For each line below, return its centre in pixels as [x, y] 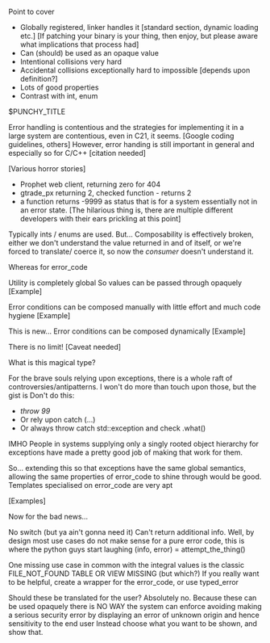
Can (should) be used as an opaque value [89, 53]
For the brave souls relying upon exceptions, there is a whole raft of [120, 378]
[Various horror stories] [47, 168]
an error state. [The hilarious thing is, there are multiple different [127, 210]
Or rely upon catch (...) [58, 420]
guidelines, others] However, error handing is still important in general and [132, 144]
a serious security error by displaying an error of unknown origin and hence [134, 615]
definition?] [39, 79]
